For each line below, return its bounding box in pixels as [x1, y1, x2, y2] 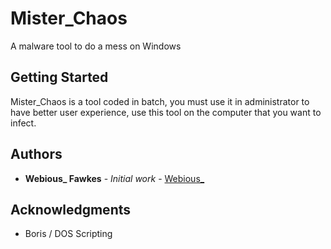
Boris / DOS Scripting [24, 228, 113, 240]
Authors [10, 146, 63, 163]
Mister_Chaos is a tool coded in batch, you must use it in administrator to [10, 95, 310, 107]
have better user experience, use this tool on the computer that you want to [10, 106, 322, 118]
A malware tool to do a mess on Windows [10, 40, 182, 52]
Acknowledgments [10, 201, 132, 218]
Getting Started [10, 69, 109, 86]
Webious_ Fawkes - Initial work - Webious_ [24, 172, 205, 184]
